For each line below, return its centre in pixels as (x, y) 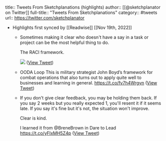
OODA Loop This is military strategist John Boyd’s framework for (86, 72)
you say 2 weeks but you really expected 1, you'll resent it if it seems (90, 103)
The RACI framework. (42, 52)
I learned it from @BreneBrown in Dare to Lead (68, 128)
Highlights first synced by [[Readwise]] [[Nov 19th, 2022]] (72, 27)
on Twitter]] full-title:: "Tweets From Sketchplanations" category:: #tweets (81, 12)
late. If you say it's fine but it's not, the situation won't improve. (84, 108)
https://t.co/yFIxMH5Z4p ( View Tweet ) (60, 133)
